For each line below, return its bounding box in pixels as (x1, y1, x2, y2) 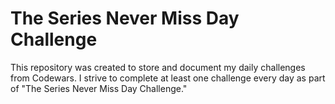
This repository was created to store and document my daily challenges (10, 61, 306, 73)
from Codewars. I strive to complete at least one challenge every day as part (10, 72, 326, 84)
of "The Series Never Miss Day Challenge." (10, 82, 188, 94)
